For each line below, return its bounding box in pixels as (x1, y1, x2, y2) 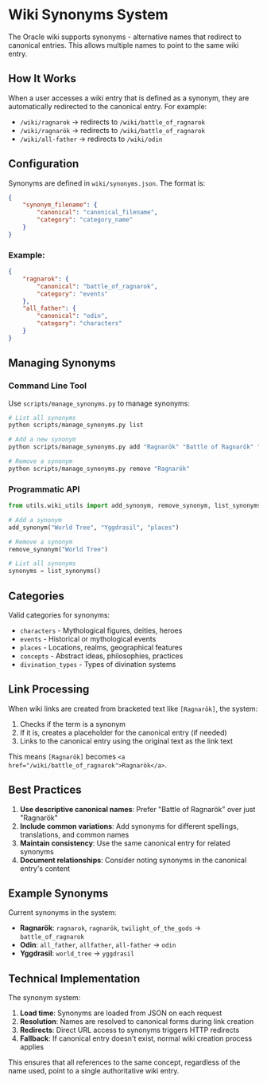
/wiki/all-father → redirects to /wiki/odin (19, 134, 163, 143)
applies (19, 1042, 44, 1052)
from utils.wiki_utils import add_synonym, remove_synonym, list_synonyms (8, 502, 261, 510)
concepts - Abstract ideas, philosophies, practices (19, 651, 184, 661)
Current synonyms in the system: (8, 908, 117, 917)
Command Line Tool (8, 380, 87, 391)
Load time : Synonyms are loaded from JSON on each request (19, 1008, 222, 1018)
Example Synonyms (8, 887, 109, 901)
